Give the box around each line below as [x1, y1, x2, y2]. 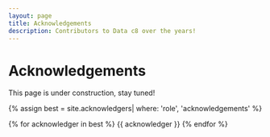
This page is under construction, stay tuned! [8, 88, 156, 98]
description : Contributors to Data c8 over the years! [8, 27, 197, 35]
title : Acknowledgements [8, 19, 92, 27]
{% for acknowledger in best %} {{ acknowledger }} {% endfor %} [8, 119, 228, 129]
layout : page [8, 11, 52, 20]
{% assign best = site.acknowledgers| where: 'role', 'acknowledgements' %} [8, 104, 263, 114]
